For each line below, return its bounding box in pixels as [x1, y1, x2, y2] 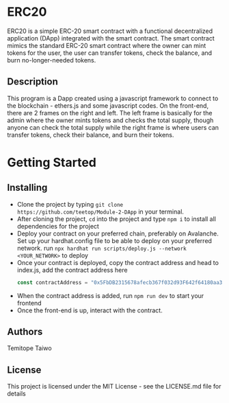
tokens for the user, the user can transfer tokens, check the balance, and [7, 49, 213, 57]
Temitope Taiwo [7, 344, 53, 352]
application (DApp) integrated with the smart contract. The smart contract [7, 34, 215, 42]
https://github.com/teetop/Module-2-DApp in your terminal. [16, 207, 185, 216]
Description [7, 76, 58, 88]
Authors [7, 326, 43, 338]
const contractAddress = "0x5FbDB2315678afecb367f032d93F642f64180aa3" [16, 279, 226, 286]
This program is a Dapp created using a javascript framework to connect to [7, 94, 219, 102]
